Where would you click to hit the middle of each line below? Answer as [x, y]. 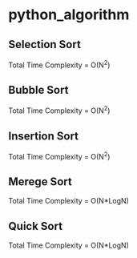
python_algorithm [69, 15]
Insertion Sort [43, 136]
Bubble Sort [38, 90]
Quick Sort [35, 226]
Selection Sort [45, 44]
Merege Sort [40, 181]
